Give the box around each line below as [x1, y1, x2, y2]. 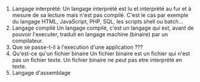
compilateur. [12, 37, 44, 44]
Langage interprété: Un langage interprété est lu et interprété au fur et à [12, 5, 192, 12]
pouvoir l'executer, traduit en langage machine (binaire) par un [12, 31, 168, 38]
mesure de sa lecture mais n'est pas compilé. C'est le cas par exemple [12, 11, 189, 19]
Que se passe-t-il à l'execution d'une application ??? [12, 43, 144, 51]
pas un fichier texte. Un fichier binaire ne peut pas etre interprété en [12, 57, 182, 63]
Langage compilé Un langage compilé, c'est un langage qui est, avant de [12, 24, 194, 31]
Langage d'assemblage [12, 69, 71, 76]
